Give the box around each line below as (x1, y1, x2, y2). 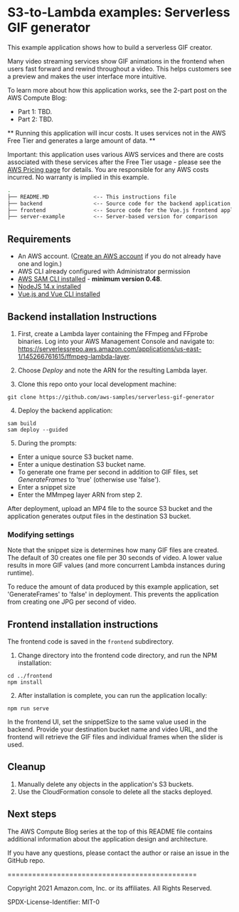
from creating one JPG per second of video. (7, 597, 137, 607)
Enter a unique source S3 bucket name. (17, 452, 134, 461)
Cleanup (7, 761, 46, 773)
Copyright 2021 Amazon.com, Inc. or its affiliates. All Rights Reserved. (7, 883, 212, 892)
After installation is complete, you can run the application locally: (17, 691, 208, 700)
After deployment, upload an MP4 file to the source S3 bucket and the (7, 504, 213, 512)
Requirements (7, 233, 71, 245)
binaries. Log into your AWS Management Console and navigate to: (17, 337, 215, 345)
